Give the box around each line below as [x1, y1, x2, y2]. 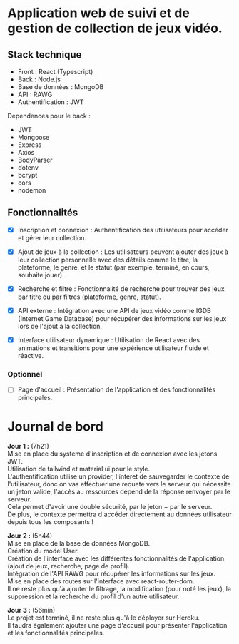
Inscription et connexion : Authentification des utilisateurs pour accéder [17, 225, 228, 234]
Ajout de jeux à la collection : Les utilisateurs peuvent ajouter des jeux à [17, 247, 228, 256]
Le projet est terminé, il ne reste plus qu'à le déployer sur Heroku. [7, 613, 200, 622]
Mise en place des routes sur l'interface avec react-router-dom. [7, 577, 195, 586]
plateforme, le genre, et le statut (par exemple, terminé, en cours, [17, 262, 210, 272]
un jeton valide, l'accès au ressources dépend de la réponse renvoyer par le [7, 487, 230, 496]
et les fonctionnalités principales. [7, 629, 105, 638]
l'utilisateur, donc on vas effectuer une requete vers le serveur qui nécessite [7, 480, 231, 489]
